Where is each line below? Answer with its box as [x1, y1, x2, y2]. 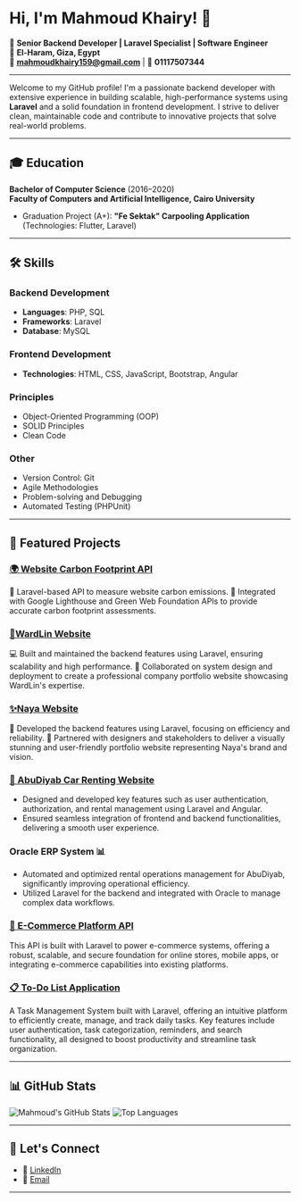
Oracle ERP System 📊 [9, 845, 105, 857]
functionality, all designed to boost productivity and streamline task [9, 1033, 257, 1044]
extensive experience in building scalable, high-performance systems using [9, 91, 288, 102]
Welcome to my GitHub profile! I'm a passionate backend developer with [9, 82, 276, 93]
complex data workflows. [21, 897, 116, 908]
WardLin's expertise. [9, 680, 85, 691]
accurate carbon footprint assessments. [9, 605, 156, 616]
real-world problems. [9, 120, 87, 130]
